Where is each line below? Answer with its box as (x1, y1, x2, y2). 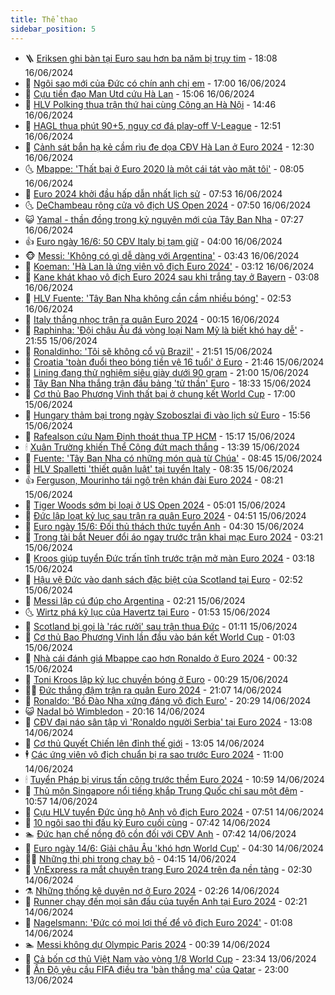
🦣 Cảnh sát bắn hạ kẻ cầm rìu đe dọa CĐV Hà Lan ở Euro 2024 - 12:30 (24, 141, 315, 153)
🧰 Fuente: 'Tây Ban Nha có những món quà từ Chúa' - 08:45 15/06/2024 (24, 452, 323, 464)
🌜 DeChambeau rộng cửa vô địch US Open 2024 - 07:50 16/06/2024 (24, 199, 312, 211)
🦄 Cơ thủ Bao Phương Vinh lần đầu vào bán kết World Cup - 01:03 (24, 631, 296, 643)
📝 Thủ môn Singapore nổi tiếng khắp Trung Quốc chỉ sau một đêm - (24, 784, 305, 796)
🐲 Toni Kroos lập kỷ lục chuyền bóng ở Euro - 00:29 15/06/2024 (24, 673, 289, 685)
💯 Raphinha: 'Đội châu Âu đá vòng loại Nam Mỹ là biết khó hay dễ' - (24, 324, 305, 336)
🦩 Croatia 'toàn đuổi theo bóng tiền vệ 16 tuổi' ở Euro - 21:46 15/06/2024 (24, 356, 325, 368)
